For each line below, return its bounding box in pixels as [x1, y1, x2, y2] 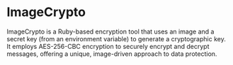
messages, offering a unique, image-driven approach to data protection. [6, 50, 217, 58]
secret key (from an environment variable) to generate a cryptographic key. [6, 34, 226, 43]
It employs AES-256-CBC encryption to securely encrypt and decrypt [6, 42, 210, 50]
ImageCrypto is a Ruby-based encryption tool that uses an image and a [6, 27, 215, 36]
